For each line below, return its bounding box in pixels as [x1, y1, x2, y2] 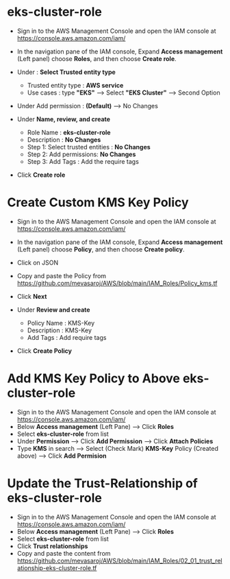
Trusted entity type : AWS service [27, 81, 124, 89]
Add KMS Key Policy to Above [7, 371, 180, 386]
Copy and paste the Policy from [16, 271, 107, 280]
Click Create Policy [16, 347, 72, 355]
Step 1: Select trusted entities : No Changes [27, 143, 151, 151]
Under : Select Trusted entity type [16, 68, 116, 76]
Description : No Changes [27, 135, 101, 144]
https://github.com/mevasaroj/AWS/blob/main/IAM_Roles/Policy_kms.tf [16, 279, 218, 287]
